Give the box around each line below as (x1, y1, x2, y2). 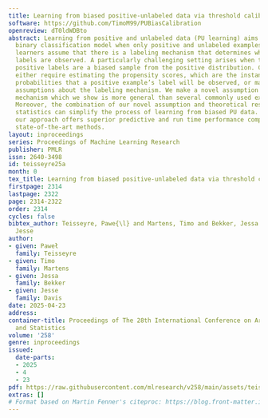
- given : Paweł (8, 242, 59, 250)
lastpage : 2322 (8, 189, 59, 198)
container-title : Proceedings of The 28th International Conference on (8, 316, 251, 324)
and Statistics (15, 324, 66, 332)
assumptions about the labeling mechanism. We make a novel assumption (15, 86, 259, 94)
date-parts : (15, 353, 56, 362)
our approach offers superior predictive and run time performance (15, 116, 245, 124)
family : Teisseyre (15, 249, 77, 257)
